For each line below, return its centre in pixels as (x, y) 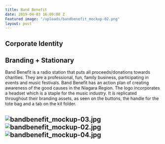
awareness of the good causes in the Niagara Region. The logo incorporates (82, 88)
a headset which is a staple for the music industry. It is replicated (71, 93)
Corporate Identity (34, 43)
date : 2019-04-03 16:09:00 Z (35, 14)
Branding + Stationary (40, 61)
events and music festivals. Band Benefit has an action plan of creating (77, 83)
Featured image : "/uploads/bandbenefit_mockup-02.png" (63, 19)
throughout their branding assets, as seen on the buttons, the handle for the (82, 98)
